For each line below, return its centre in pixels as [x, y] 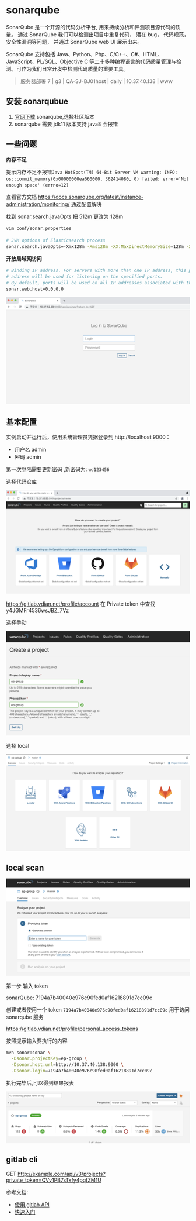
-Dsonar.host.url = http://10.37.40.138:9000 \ [68, 1065]
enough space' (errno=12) [37, 185]
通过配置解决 [86, 204]
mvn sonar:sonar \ [28, 1053]
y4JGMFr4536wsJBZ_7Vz [38, 610]
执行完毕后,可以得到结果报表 [40, 1083]
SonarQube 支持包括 [31, 54]
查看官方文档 [21, 197]
